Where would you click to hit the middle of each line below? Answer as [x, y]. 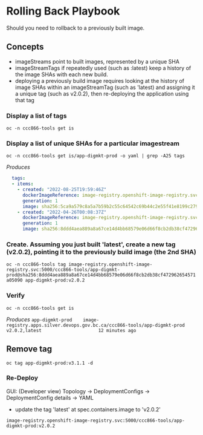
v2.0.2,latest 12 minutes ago [71, 330]
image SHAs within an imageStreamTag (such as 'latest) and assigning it [105, 87]
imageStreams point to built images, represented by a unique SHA [97, 61]
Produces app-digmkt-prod [39, 319]
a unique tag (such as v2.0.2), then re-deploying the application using [102, 93]
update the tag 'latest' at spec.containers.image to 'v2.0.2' [88, 409]
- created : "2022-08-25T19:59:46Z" [62, 190]
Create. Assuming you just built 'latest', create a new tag [91, 244]
